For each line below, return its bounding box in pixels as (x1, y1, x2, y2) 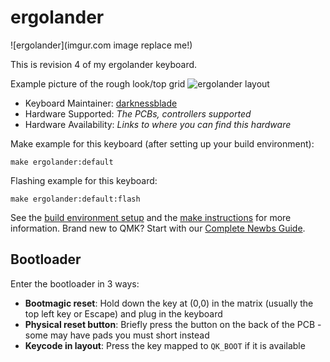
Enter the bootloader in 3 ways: (10, 277, 140, 290)
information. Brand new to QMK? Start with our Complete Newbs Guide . (10, 222, 306, 234)
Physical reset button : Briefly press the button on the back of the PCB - (24, 318, 322, 330)
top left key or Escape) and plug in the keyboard (24, 307, 223, 320)
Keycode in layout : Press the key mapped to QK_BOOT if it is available (24, 339, 306, 351)
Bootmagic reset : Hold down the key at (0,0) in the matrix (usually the (24, 297, 314, 309)
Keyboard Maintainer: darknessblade (24, 97, 178, 109)
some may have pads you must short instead (24, 329, 210, 341)
